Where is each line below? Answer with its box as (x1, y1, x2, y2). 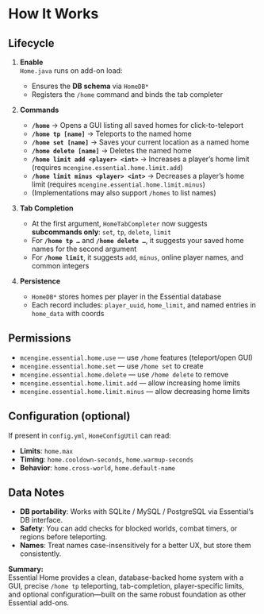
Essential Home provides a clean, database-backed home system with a (8, 573, 244, 582)
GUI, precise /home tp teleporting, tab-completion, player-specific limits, (8, 581, 244, 591)
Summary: (8, 565, 44, 574)
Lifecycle (8, 37, 55, 50)
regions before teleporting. (19, 532, 108, 542)
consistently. (19, 549, 62, 558)
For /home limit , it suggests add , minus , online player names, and (31, 253, 243, 262)
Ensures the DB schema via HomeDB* (31, 81, 149, 91)
